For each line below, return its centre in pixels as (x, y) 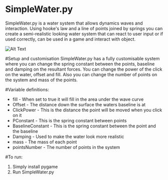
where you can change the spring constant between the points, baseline (80, 64)
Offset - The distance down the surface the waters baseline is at (79, 104)
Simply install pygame (35, 166)
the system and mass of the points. (41, 80)
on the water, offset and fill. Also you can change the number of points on (81, 74)
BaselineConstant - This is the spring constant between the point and (84, 126)
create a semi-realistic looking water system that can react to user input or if (84, 34)
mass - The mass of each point (45, 142)
